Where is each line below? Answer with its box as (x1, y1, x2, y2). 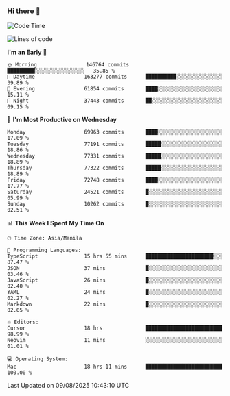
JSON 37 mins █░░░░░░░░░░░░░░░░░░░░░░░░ (7, 265, 223, 272)
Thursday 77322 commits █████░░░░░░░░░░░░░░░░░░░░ (7, 164, 223, 172)
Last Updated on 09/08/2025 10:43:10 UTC (7, 382, 130, 390)
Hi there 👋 (7, 6, 41, 16)
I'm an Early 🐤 (7, 48, 47, 57)
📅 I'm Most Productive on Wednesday (7, 116, 117, 124)
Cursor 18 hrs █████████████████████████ (7, 325, 223, 332)
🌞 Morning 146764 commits (7, 62, 129, 69)
